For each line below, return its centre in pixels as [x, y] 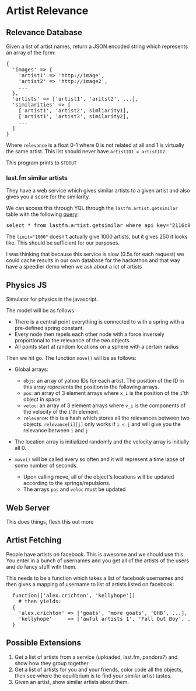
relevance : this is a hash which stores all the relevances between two [106, 418]
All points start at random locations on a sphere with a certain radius [97, 347]
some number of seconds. [46, 466]
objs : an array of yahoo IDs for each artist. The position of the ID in [104, 381]
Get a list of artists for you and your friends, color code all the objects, [99, 669]
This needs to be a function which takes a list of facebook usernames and [95, 578]
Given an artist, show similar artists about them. [72, 682]
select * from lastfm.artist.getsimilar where [74, 226]
